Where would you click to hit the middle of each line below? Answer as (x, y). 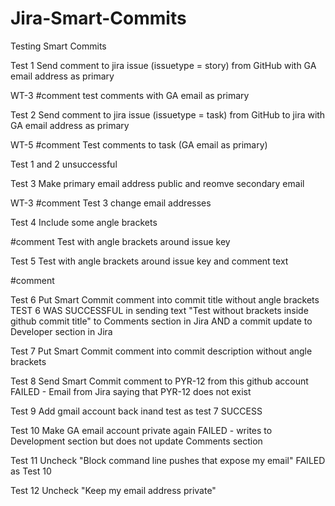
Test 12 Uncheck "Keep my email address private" (113, 490)
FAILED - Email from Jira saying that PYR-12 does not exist (131, 391)
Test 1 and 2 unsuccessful (64, 164)
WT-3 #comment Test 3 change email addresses (111, 203)
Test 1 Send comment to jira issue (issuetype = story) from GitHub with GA (163, 65)
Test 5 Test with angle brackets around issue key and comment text (149, 261)
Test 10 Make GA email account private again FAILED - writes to (141, 430)
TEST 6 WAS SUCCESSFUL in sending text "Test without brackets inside (159, 310)
